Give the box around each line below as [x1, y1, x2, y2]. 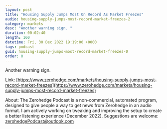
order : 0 [5, 53, 23, 59]
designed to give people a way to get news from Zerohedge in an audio [5, 103, 152, 109]
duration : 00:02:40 [5, 30, 46, 35]
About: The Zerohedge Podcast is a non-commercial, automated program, [5, 97, 158, 103]
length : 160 [5, 35, 30, 40]
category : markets [5, 21, 43, 26]
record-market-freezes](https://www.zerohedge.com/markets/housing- [5, 82, 153, 88]
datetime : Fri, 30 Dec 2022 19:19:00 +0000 [5, 40, 97, 45]
